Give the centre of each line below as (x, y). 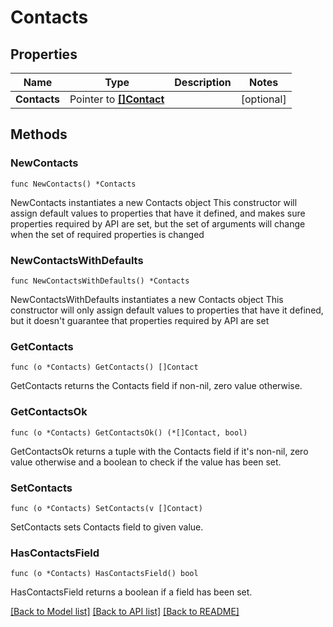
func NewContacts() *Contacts (73, 184)
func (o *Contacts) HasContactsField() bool (104, 574)
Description (203, 82)
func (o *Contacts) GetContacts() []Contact (104, 367)
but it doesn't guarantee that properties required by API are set (140, 320)
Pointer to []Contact (117, 99)
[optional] (263, 99)
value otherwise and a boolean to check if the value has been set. (146, 462)
